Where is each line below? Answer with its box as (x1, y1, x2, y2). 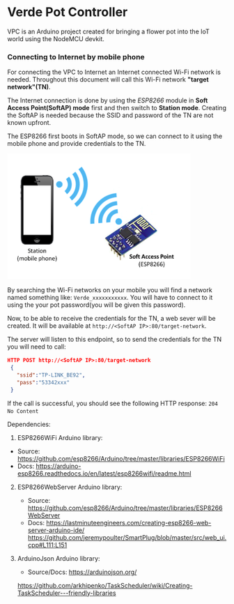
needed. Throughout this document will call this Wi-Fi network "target (7, 75, 209, 84)
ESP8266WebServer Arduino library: (17, 483, 123, 491)
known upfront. (7, 119, 52, 127)
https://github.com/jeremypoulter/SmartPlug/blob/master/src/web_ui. (27, 533, 227, 541)
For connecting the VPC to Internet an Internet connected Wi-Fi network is (7, 68, 221, 77)
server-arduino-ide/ (27, 526, 85, 534)
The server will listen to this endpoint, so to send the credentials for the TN (7, 335, 221, 344)
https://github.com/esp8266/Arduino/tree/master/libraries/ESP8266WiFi (17, 454, 225, 462)
